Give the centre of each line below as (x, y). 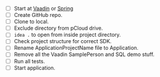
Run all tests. (29, 61)
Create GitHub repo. (38, 15)
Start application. (34, 68)
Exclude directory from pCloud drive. (58, 28)
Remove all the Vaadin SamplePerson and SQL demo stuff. (84, 54)
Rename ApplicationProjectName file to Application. (76, 48)
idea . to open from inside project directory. (67, 35)
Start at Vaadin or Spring (44, 8)
